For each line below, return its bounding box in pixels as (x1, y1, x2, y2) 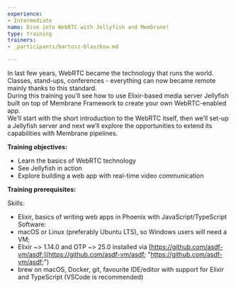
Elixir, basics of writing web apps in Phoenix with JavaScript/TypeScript (17, 213, 227, 221)
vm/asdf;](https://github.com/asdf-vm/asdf (17, 250, 145, 258)
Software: (17, 220, 47, 229)
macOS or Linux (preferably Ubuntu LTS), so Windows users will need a (17, 228, 227, 236)
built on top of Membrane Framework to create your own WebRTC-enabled (7, 99, 227, 107)
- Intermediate (7, 17, 52, 24)
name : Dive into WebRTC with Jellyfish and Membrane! (7, 23, 170, 30)
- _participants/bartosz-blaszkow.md (7, 43, 119, 50)
